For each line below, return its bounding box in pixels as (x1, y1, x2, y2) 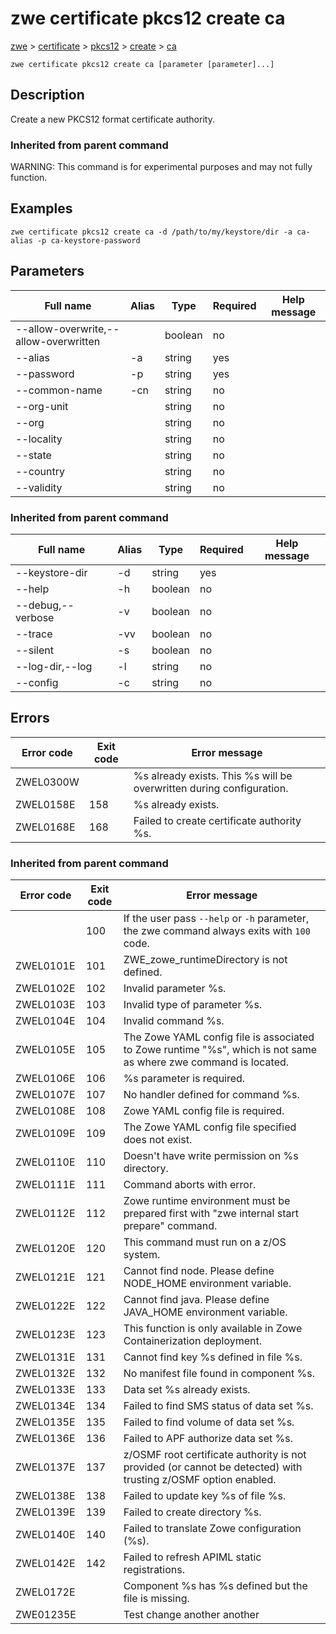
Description (10, 87, 85, 104)
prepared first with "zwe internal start (123, 1207, 299, 1221)
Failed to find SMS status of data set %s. (123, 1399, 314, 1413)
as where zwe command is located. (123, 1055, 290, 1069)
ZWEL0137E (15, 1460, 76, 1474)
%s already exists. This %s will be (133, 768, 293, 782)
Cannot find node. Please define (123, 1264, 275, 1278)
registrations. (123, 1563, 186, 1577)
